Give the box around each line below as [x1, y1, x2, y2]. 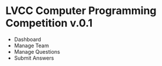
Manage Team [14, 42, 49, 49]
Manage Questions [14, 48, 60, 55]
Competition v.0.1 [5, 16, 92, 30]
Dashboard [14, 36, 42, 43]
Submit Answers [14, 54, 54, 61]
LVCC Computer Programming [5, 4, 157, 18]
